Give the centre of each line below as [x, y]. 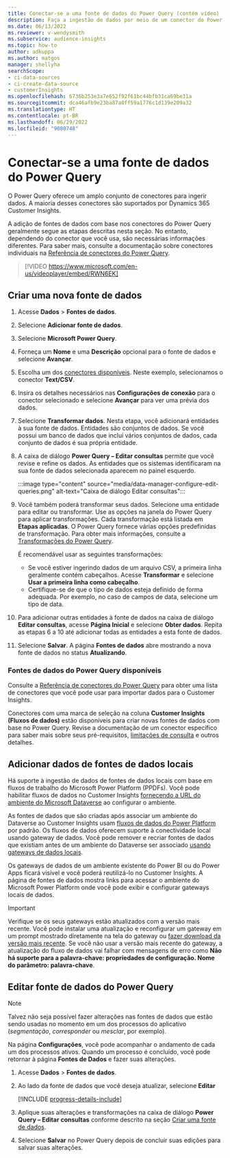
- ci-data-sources [34, 77]
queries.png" [36, 491]
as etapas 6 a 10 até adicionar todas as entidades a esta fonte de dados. [119, 632]
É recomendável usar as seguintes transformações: [90, 554]
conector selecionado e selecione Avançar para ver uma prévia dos [113, 400]
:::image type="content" [52, 484]
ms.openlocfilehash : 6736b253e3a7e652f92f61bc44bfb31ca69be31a [100, 97]
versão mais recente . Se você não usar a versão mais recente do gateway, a [115, 943]
